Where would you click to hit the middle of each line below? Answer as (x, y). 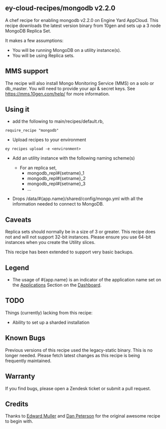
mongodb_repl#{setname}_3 (56, 184)
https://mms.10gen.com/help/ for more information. (58, 94)
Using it (17, 109)
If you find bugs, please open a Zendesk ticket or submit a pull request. (78, 388)
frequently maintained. (28, 361)
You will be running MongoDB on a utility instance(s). (67, 50)
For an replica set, (38, 168)
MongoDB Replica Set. (28, 31)
